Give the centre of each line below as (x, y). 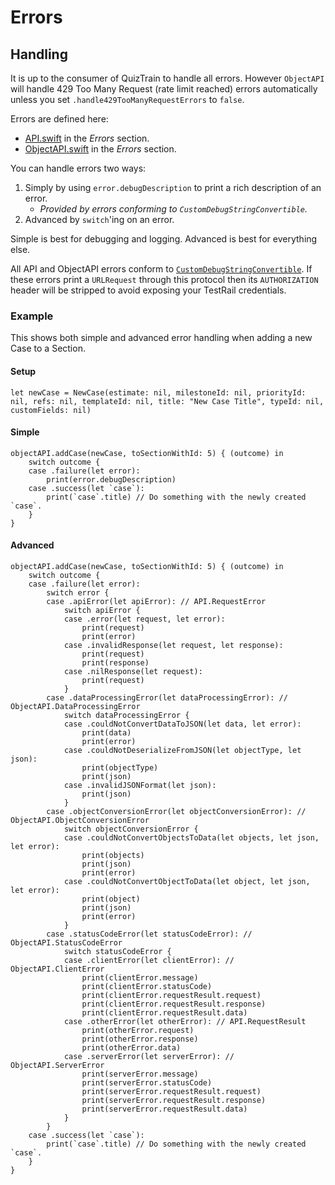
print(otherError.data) (131, 1047)
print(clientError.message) (140, 977)
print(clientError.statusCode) (147, 986)
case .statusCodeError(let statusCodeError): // (149, 934)
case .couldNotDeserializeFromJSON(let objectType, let (182, 750)
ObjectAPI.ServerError (57, 1065)
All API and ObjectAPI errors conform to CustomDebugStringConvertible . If (161, 269)
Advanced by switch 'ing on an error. (99, 219)
